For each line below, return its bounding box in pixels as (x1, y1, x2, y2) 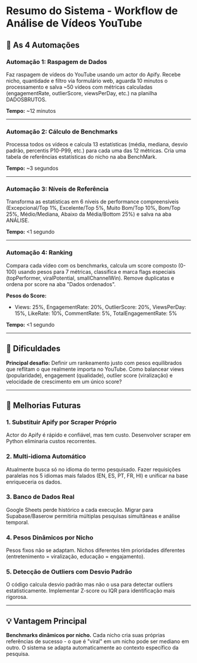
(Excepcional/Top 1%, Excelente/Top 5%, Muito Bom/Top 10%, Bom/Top (6, 205, 181, 212)
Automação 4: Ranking (6, 249, 73, 257)
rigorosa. (6, 594, 28, 601)
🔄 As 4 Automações (6, 40, 80, 50)
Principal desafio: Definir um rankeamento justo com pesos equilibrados (6, 359, 182, 366)
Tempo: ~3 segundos (6, 165, 59, 172)
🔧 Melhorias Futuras (6, 400, 81, 410)
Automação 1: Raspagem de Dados (6, 58, 107, 66)
